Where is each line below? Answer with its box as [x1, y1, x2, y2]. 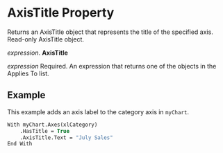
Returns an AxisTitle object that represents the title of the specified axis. [7, 28, 213, 36]
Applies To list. [7, 69, 50, 78]
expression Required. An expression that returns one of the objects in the [7, 62, 217, 70]
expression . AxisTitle [7, 48, 68, 57]
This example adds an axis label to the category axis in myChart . [7, 107, 190, 116]
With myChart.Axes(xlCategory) [7, 121, 98, 128]
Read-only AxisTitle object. [7, 35, 85, 43]
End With [7, 141, 33, 147]
